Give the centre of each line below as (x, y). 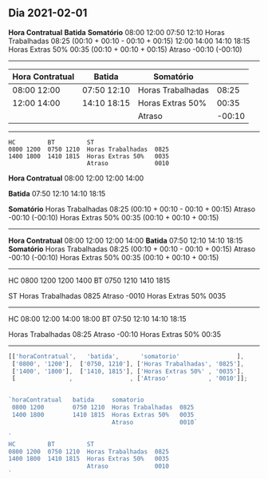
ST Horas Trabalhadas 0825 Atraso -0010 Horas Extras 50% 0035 (117, 295)
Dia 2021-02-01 (48, 13)
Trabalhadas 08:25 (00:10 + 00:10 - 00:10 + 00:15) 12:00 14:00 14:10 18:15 (129, 41)
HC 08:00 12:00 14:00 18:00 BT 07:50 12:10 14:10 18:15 (97, 319)
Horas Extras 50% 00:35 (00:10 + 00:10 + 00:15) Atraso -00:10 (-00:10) (125, 49)
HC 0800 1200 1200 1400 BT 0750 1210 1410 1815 (89, 280)
